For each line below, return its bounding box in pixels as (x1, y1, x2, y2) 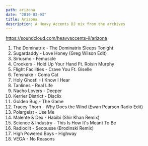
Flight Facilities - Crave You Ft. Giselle (13, 66, 92, 72)
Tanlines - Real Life (13, 83, 53, 89)
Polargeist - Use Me (13, 109, 55, 115)
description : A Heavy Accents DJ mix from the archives (6, 21, 125, 27)
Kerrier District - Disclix (13, 93, 62, 99)
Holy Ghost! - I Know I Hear (13, 77, 70, 83)
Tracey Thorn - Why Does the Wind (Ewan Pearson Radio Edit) (13, 104, 143, 110)
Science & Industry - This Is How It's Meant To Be (13, 120, 116, 126)
